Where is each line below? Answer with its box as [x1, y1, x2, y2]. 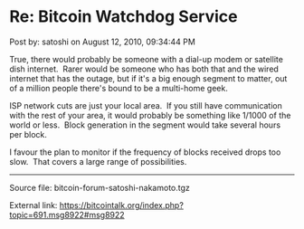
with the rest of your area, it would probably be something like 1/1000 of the [9, 110, 291, 120]
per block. [9, 129, 48, 139]
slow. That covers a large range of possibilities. [9, 156, 187, 167]
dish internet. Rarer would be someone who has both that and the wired [9, 63, 279, 74]
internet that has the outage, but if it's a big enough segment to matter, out [9, 72, 288, 83]
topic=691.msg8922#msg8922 [9, 209, 125, 220]
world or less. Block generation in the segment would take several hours [9, 119, 281, 130]
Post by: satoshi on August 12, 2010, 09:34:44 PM [9, 36, 196, 47]
